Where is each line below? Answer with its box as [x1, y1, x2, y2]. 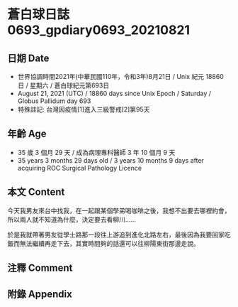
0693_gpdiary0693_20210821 [7, 22, 190, 38]
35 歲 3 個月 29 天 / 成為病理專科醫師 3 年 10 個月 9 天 [17, 148, 176, 156]
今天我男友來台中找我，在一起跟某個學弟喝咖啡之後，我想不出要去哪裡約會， [7, 206, 231, 215]
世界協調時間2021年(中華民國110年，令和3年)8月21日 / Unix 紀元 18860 [17, 72, 225, 80]
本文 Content [7, 186, 65, 198]
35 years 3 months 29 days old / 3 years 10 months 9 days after [17, 156, 204, 164]
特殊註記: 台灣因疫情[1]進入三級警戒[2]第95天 [17, 105, 150, 114]
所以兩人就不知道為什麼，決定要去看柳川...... [7, 215, 137, 224]
